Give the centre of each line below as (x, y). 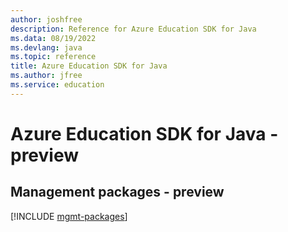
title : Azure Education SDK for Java (89, 66)
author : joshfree (46, 19)
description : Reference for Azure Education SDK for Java (133, 29)
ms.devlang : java (46, 47)
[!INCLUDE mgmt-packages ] (69, 216)
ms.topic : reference (53, 57)
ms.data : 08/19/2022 (53, 38)
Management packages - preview (117, 192)
